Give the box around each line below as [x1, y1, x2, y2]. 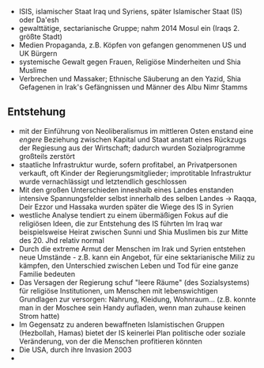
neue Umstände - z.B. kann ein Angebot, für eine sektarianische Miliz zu [18, 252, 255, 262]
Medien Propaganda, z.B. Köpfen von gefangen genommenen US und [18, 40, 247, 50]
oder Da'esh [18, 15, 59, 25]
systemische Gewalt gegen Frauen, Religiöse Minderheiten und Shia [18, 57, 241, 66]
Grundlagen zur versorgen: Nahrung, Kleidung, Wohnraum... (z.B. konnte [18, 294, 256, 304]
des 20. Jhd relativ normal [18, 235, 104, 245]
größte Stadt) [18, 32, 62, 41]
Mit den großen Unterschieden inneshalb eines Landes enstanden [18, 185, 234, 195]
